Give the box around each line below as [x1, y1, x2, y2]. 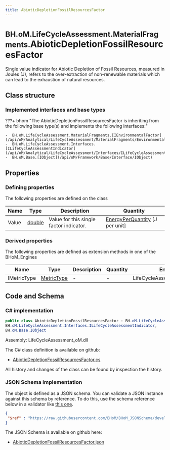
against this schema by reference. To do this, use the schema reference [5, 395, 155, 402]
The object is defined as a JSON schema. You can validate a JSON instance [5, 390, 163, 396]
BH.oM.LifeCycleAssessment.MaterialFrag [5, 29, 159, 39]
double [27, 219, 44, 226]
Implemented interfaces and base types [5, 106, 105, 113]
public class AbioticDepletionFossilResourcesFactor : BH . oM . [5, 318, 139, 323]
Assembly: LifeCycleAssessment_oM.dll [5, 337, 89, 343]
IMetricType [8, 275, 36, 282]
